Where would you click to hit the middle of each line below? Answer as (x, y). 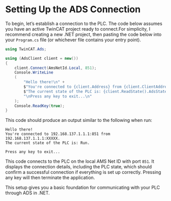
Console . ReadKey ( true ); (40, 106)
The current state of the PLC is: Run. (48, 143)
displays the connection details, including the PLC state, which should (78, 167)
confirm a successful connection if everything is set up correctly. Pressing (83, 172)
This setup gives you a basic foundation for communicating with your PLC (83, 188)
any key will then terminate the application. (50, 178)
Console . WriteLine (34, 72)
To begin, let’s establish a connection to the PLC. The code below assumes (84, 23)
